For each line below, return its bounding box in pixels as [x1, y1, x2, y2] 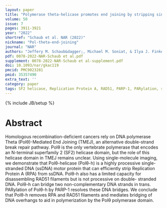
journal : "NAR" [5, 44, 37, 49]
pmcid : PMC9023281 [5, 68, 43, 73]
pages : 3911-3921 [5, 26, 41, 31]
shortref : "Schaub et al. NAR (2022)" [5, 35, 85, 40]
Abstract [5, 117, 42, 129]
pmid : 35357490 [5, 72, 37, 77]
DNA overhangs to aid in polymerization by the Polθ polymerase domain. [5, 198, 154, 204]
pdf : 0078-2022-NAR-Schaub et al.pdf [5, 53, 83, 59]
